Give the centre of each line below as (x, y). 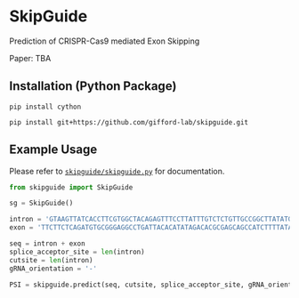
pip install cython (45, 107)
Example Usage (53, 150)
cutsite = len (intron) (51, 260)
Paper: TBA (30, 58)
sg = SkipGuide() (41, 203)
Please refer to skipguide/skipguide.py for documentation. (117, 171)
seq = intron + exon (48, 244)
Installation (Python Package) (93, 86)
